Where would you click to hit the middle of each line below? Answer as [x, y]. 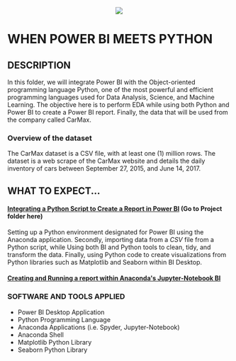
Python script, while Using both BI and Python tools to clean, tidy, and [109, 247]
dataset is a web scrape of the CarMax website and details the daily [106, 161]
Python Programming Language [64, 319]
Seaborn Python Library [52, 350]
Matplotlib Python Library [55, 342]
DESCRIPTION [39, 65]
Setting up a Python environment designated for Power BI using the [106, 232]
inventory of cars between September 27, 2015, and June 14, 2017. [104, 168]
